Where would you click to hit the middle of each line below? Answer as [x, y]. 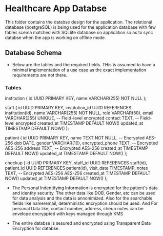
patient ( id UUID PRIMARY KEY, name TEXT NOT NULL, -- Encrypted [75, 138]
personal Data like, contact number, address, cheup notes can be [78, 209]
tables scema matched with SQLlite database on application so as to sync [79, 32]
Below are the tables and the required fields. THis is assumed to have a [83, 64]
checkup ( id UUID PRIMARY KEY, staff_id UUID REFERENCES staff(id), [76, 163]
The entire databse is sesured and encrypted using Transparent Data [81, 223]
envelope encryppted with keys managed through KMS [68, 214]
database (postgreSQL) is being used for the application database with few [81, 27]
